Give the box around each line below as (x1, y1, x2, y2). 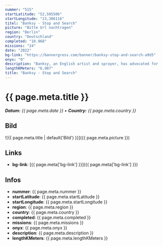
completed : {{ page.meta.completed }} (12, 215, 91, 221)
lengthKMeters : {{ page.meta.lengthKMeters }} (12, 235, 108, 241)
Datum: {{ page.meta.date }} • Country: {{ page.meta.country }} (5, 108, 137, 114)
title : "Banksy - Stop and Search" (5, 71, 78, 76)
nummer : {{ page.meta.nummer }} (12, 189, 81, 195)
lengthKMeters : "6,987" (5, 66, 54, 71)
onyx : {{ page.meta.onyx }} (12, 225, 67, 231)
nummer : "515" (5, 7, 34, 12)
